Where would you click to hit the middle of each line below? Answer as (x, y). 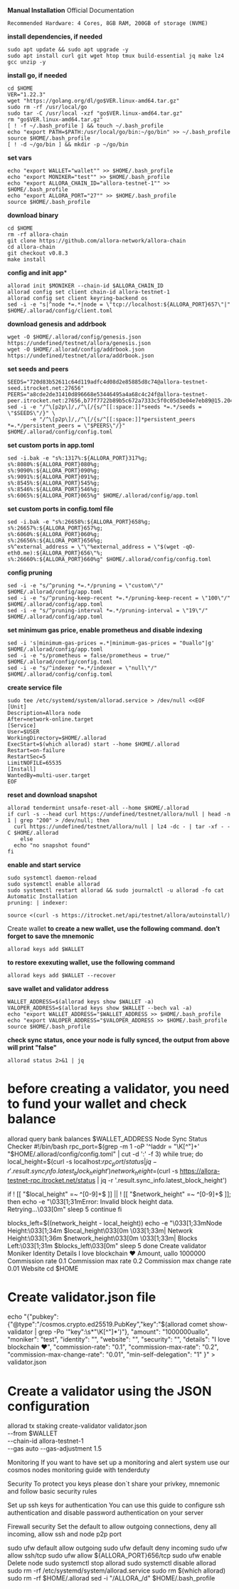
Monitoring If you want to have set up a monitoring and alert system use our (118, 1462)
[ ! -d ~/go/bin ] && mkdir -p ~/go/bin (68, 145)
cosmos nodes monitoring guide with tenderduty (79, 1470)
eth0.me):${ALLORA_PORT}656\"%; (55, 553)
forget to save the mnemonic (51, 936)
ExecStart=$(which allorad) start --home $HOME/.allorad (94, 744)
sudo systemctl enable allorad (54, 884)
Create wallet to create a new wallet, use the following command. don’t (114, 929)
